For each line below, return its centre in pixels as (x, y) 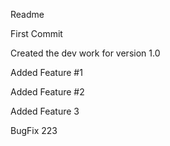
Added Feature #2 (47, 92)
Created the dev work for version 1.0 (85, 53)
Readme (27, 14)
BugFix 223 (34, 130)
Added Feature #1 (46, 72)
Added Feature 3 (45, 111)
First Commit (36, 33)
